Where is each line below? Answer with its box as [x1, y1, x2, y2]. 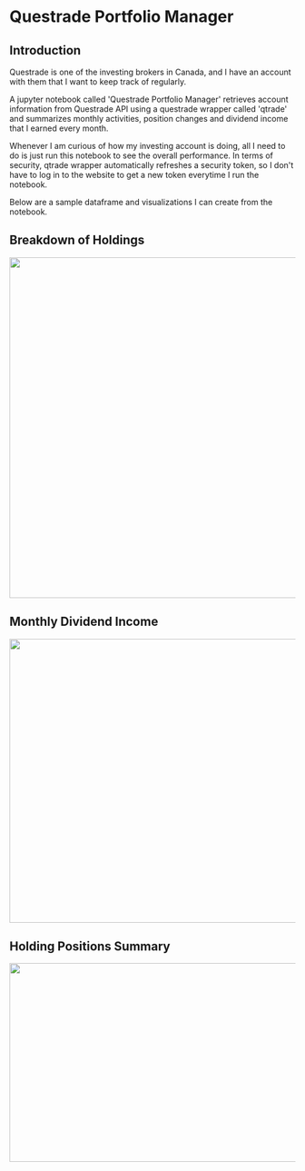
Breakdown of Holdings [9, 233, 145, 248]
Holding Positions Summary [9, 938, 171, 955]
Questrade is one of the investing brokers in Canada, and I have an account [9, 66, 292, 77]
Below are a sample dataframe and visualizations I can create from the [9, 197, 273, 207]
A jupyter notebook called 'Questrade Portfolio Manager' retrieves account [9, 94, 289, 104]
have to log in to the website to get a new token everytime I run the [9, 170, 260, 180]
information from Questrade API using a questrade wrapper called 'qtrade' [9, 104, 288, 114]
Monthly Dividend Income [9, 614, 159, 630]
